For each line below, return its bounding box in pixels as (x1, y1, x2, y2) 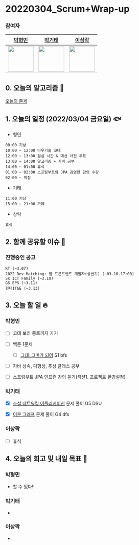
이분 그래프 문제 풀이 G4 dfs (12, 411, 69, 418)
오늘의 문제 (5, 98, 28, 104)
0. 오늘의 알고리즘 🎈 (5, 83, 64, 92)
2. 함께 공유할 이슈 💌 (5, 237, 66, 246)
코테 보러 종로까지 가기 (12, 330, 58, 336)
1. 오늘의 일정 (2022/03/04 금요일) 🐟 (5, 115, 122, 123)
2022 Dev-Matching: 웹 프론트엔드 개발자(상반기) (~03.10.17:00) (5, 271, 134, 276)
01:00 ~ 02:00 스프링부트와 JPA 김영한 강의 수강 (5, 170, 99, 175)
